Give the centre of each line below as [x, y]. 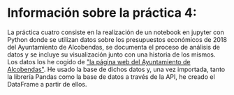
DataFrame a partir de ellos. [47, 84]
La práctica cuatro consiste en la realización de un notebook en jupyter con [116, 32]
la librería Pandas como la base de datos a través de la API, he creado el [111, 76]
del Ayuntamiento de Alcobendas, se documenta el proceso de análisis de [114, 47]
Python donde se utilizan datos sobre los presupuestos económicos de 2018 [117, 39]
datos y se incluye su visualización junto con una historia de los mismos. [111, 54]
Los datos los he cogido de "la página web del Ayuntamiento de [99, 61]
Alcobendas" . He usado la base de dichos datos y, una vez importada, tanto [116, 69]
